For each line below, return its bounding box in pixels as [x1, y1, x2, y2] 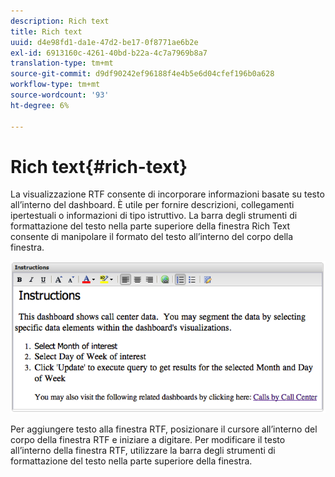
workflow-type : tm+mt [10, 80, 101, 90]
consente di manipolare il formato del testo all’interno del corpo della [10, 231, 294, 243]
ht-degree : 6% [10, 100, 70, 110]
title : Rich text [10, 26, 83, 37]
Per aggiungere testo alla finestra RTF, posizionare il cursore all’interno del [10, 423, 318, 435]
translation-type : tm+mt [10, 58, 114, 69]
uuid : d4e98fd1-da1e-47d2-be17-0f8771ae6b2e [10, 37, 199, 47]
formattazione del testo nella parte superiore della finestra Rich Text [10, 220, 291, 232]
